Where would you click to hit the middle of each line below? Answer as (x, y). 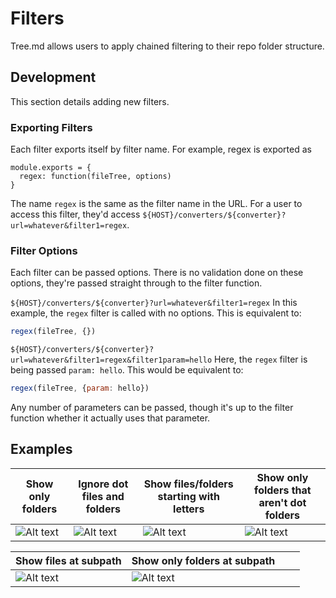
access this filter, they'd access (75, 214)
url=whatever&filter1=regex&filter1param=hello (111, 360)
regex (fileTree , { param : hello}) (80, 388)
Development (53, 77)
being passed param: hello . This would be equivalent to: (127, 370)
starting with (188, 496)
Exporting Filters (51, 127)
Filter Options (44, 250)
